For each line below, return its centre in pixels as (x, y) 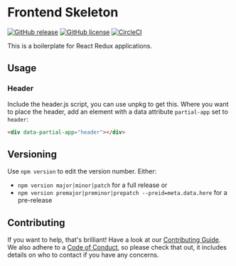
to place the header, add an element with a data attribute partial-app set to (118, 112)
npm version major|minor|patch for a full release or (92, 185)
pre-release (35, 201)
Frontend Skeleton (63, 12)
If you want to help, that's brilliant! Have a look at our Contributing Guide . (114, 240)
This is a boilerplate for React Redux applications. (80, 46)
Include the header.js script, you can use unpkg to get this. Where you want (118, 104)
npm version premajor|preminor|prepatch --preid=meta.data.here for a (122, 193)
